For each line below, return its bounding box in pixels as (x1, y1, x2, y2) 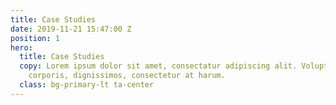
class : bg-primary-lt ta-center (19, 80, 155, 90)
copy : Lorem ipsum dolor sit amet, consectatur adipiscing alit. (19, 61, 298, 71)
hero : (10, 42, 33, 53)
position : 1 (10, 33, 60, 43)
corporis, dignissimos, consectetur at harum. (28, 71, 226, 81)
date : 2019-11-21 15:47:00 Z (10, 24, 132, 34)
